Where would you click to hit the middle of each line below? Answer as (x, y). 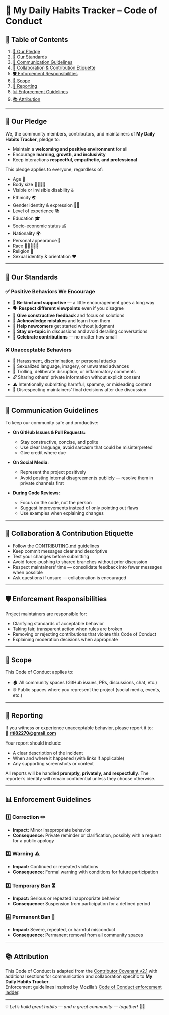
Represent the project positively (53, 472)
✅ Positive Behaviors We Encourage (50, 292)
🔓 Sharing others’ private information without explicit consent (76, 377)
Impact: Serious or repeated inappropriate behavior (66, 898)
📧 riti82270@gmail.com (31, 733)
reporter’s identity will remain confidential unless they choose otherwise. (80, 778)
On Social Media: (31, 462)
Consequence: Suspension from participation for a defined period (81, 904)
